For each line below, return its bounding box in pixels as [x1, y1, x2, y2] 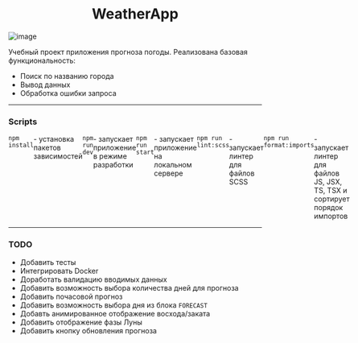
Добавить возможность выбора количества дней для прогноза [19, 283, 239, 292]
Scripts [8, 116, 38, 127]
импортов [313, 211, 348, 221]
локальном [154, 160, 192, 170]
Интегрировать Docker [19, 266, 99, 275]
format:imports [263, 142, 315, 150]
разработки [93, 160, 134, 170]
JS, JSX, [313, 177, 343, 187]
